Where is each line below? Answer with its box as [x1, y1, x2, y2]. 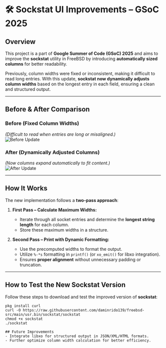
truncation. [19, 262, 42, 268]
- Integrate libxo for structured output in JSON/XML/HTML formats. [5, 334, 149, 339]
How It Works [5, 184, 48, 193]
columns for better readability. [5, 61, 68, 67]
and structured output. [5, 86, 51, 92]
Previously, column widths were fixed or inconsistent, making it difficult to [5, 71, 156, 77]
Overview [5, 38, 36, 46]
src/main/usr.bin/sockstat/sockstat [5, 312, 81, 317]
